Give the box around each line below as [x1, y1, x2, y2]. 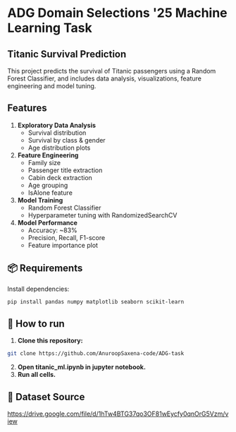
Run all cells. [17, 371, 56, 379]
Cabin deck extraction [27, 173, 93, 181]
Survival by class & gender [27, 136, 106, 144]
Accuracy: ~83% [27, 226, 77, 234]
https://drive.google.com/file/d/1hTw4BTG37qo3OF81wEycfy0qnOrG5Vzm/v [7, 409, 229, 418]
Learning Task [7, 20, 93, 36]
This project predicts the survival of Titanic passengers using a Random [7, 67, 216, 75]
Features [7, 102, 47, 114]
